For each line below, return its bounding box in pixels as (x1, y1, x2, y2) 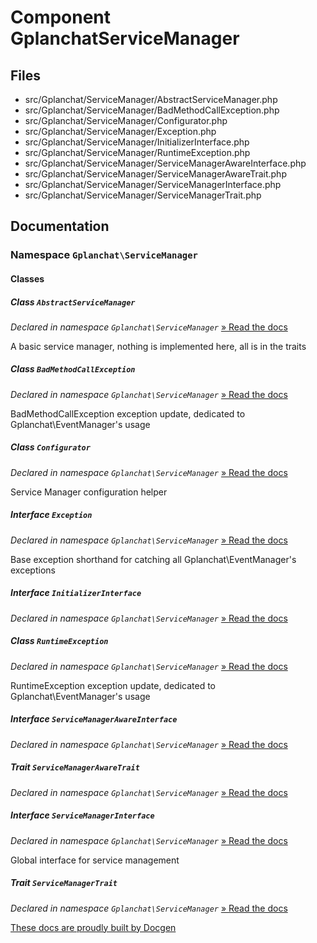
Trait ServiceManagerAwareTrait (10, 761, 140, 773)
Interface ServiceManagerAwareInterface (10, 713, 178, 725)
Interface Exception (10, 509, 93, 521)
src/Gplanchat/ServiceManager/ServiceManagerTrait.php (24, 189, 262, 201)
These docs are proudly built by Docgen (10, 921, 177, 933)
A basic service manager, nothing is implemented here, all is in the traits (10, 340, 307, 352)
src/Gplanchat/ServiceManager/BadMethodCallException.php (24, 104, 280, 116)
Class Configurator (10, 441, 91, 453)
